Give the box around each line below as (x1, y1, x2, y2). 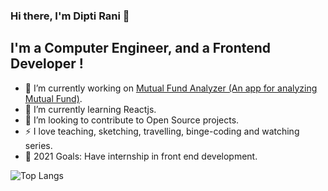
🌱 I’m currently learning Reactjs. (24, 103, 157, 115)
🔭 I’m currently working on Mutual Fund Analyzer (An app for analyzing (24, 82, 318, 94)
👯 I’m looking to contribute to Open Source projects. (24, 114, 240, 126)
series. (24, 139, 53, 151)
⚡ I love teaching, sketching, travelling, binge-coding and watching (24, 125, 300, 137)
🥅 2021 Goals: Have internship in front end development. (24, 150, 258, 162)
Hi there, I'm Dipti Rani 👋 (10, 9, 130, 23)
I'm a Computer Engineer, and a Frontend (10, 40, 272, 57)
